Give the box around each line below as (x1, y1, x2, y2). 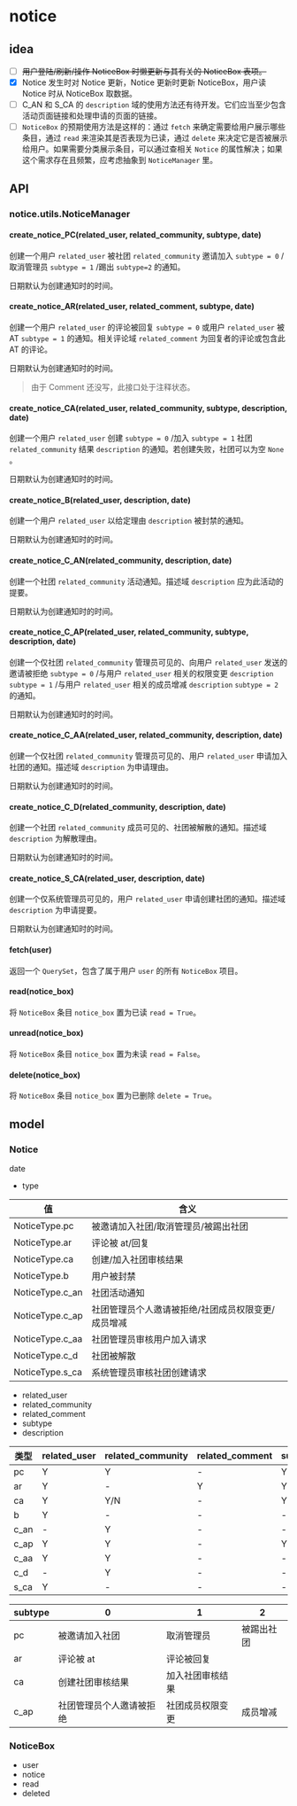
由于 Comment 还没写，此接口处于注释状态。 (30, 381, 195, 392)
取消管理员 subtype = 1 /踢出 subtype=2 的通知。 (9, 261, 186, 272)
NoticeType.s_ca (13, 1366, 82, 1378)
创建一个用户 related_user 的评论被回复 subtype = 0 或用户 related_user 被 (9, 322, 286, 332)
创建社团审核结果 (57, 1676, 130, 1688)
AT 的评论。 (9, 344, 53, 354)
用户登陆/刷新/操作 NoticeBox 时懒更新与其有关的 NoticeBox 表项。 (21, 66, 267, 76)
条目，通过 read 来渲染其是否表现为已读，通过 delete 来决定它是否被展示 (21, 133, 288, 144)
